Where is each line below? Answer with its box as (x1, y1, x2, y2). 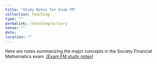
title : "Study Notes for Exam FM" (5, 7, 77, 12)
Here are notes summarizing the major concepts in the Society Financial (5, 48, 153, 54)
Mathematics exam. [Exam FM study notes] (5, 53, 94, 59)
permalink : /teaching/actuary (5, 21, 68, 26)
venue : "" (5, 26, 26, 31)
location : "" (5, 35, 32, 40)
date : (5, 30, 16, 35)
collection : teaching (5, 12, 50, 17)
